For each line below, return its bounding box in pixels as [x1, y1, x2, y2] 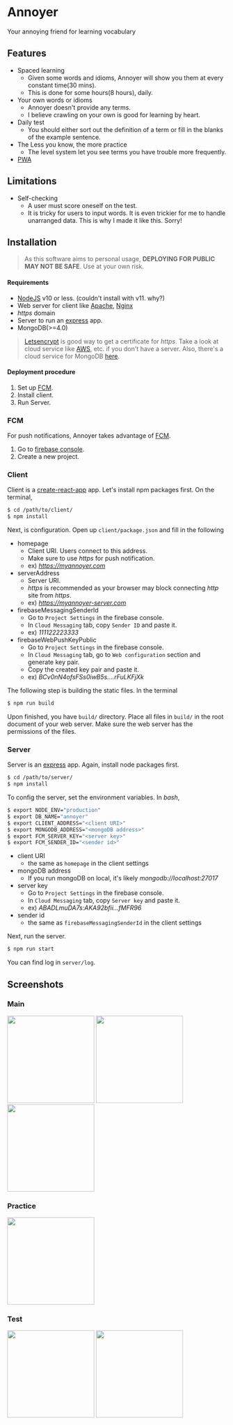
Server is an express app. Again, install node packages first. [7, 760, 179, 769]
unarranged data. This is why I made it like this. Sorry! [27, 216, 182, 224]
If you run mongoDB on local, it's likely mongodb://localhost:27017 [27, 874, 218, 883]
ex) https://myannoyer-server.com [27, 598, 127, 607]
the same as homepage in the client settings [27, 859, 150, 868]
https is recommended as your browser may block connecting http [27, 584, 219, 592]
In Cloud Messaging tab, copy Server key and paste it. [27, 896, 181, 905]
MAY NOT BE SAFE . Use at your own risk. [24, 263, 145, 271]
